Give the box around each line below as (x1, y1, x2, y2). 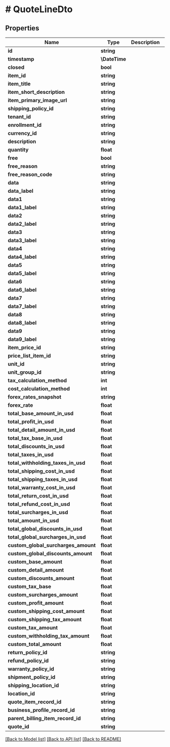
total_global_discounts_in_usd (8, 525, 82, 532)
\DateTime (100, 56, 126, 62)
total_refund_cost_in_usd (8, 501, 70, 508)
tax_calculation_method (8, 377, 67, 384)
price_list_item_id (8, 352, 51, 359)
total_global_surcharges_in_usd (8, 533, 86, 541)
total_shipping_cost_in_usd (8, 468, 75, 475)
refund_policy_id (8, 657, 49, 664)
